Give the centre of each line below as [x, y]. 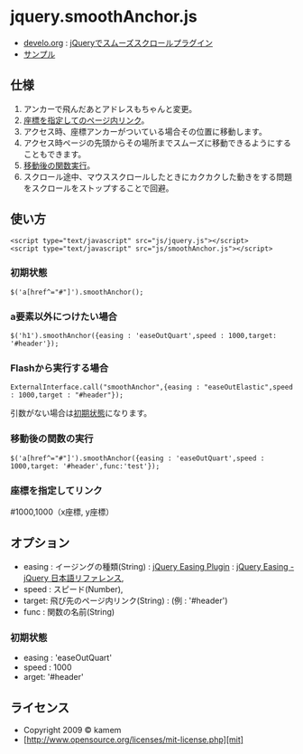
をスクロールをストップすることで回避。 [98, 188]
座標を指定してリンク [56, 490]
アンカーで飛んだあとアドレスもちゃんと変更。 [110, 108]
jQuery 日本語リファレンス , [73, 578]
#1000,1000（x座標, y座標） [62, 512]
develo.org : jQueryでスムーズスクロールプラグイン [118, 42]
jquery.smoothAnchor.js [104, 17]
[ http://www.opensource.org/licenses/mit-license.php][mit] [133, 740]
